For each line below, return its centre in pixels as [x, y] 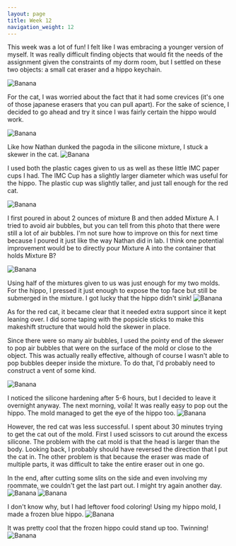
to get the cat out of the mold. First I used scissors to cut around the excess [118, 434]
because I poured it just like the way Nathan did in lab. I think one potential [116, 240]
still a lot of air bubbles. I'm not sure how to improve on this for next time [113, 233]
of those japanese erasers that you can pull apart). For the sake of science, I [118, 105]
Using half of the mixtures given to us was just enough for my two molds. [114, 283]
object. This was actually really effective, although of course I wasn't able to [118, 356]
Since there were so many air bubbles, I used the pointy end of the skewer [116, 341]
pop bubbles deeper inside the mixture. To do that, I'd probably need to [111, 363]
